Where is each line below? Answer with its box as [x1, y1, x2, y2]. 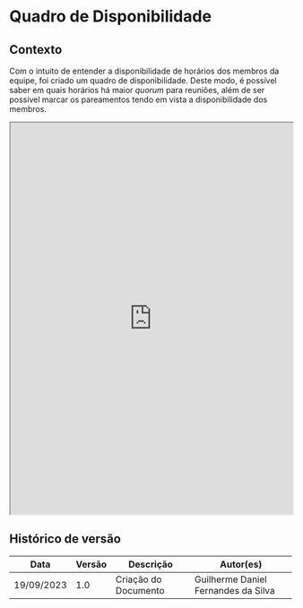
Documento [115, 584, 165, 596]
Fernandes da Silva [194, 584, 275, 596]
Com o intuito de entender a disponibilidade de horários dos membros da [9, 65, 280, 76]
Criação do [115, 573, 162, 586]
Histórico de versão [9, 531, 121, 547]
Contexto [9, 42, 63, 57]
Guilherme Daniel [194, 573, 267, 586]
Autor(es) [219, 558, 263, 570]
